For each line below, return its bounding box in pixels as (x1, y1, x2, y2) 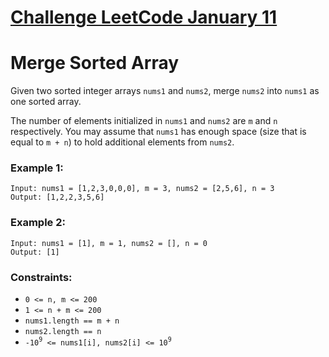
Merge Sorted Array (10, 52, 180, 75)
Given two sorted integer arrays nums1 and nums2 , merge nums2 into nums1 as (10, 85, 320, 97)
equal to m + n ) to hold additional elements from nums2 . (10, 136, 235, 148)
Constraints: (10, 270, 73, 284)
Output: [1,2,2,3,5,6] (10, 192, 105, 203)
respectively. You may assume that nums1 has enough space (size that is (10, 126, 307, 138)
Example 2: (10, 216, 66, 230)
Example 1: (10, 161, 64, 175)
